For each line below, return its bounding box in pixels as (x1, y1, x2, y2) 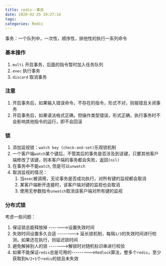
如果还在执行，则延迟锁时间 (21, 237, 78, 243)
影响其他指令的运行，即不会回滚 (16, 118, 83, 125)
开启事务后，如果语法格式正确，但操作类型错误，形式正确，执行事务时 (12, 112, 157, 118)
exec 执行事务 (12, 68, 41, 74)
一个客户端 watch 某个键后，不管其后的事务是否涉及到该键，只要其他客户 (12, 150, 159, 157)
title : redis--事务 (5, 7, 44, 12)
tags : (5, 16, 16, 21)
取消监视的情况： (12, 169, 48, 175)
